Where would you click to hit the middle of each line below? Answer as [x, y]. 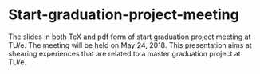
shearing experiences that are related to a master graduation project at [124, 53]
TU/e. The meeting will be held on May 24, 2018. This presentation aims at [130, 45]
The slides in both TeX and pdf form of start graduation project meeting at [130, 37]
